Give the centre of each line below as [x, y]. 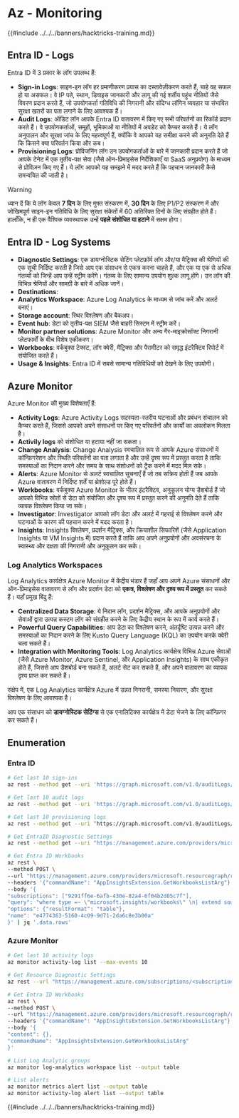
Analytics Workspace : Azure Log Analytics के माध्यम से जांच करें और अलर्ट [118, 299]
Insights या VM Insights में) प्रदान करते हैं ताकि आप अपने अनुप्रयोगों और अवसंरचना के [119, 538]
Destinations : [38, 291]
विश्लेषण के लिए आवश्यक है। [40, 698]
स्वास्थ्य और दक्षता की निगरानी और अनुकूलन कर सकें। [79, 546]
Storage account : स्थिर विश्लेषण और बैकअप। [75, 315]
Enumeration [37, 743]
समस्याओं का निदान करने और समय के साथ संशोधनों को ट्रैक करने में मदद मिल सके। [112, 466]
